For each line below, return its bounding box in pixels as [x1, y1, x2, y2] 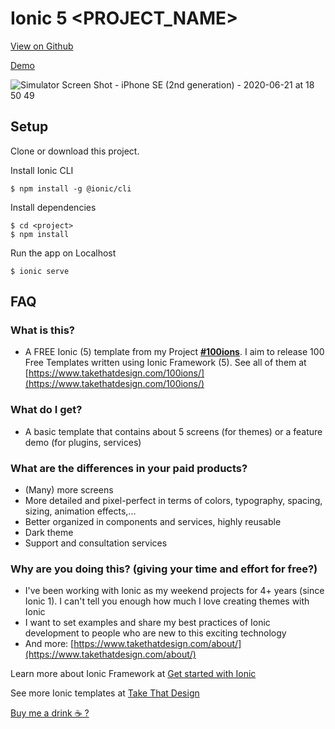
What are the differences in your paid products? [10, 461, 248, 475]
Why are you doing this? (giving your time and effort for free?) [10, 562, 318, 576]
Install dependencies [10, 201, 97, 213]
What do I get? [10, 403, 83, 417]
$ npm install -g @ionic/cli [10, 183, 132, 194]
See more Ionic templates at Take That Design [10, 687, 200, 699]
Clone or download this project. [10, 145, 140, 157]
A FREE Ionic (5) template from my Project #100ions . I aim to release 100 [24, 346, 325, 358]
